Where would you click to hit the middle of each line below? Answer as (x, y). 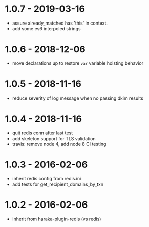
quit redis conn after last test (42, 133)
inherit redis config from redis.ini (47, 178)
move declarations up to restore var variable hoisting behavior (78, 63)
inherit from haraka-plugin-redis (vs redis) (57, 219)
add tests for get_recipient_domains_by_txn (58, 184)
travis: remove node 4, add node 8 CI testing (59, 144)
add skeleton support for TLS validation (54, 138)
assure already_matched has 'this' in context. (60, 23)
